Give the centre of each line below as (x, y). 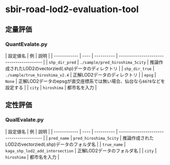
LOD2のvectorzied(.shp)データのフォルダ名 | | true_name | (65, 144)
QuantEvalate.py (26, 44)
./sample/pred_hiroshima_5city (113, 62)
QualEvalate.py (25, 120)
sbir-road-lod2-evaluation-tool (72, 9)
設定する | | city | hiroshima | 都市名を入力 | (51, 87)
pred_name (59, 138)
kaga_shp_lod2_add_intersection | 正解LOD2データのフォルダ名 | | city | (81, 150)
